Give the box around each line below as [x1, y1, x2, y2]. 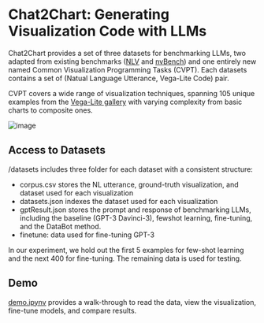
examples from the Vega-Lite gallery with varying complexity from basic [8, 97, 243, 106]
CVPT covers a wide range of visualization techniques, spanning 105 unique [8, 88, 255, 98]
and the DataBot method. [19, 221, 102, 231]
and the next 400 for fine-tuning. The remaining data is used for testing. [8, 254, 242, 263]
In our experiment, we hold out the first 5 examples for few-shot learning [8, 245, 244, 254]
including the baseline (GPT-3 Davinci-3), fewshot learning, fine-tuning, [19, 213, 253, 222]
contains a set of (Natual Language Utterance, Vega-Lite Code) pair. [8, 73, 230, 83]
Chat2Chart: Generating [8, 6, 169, 24]
